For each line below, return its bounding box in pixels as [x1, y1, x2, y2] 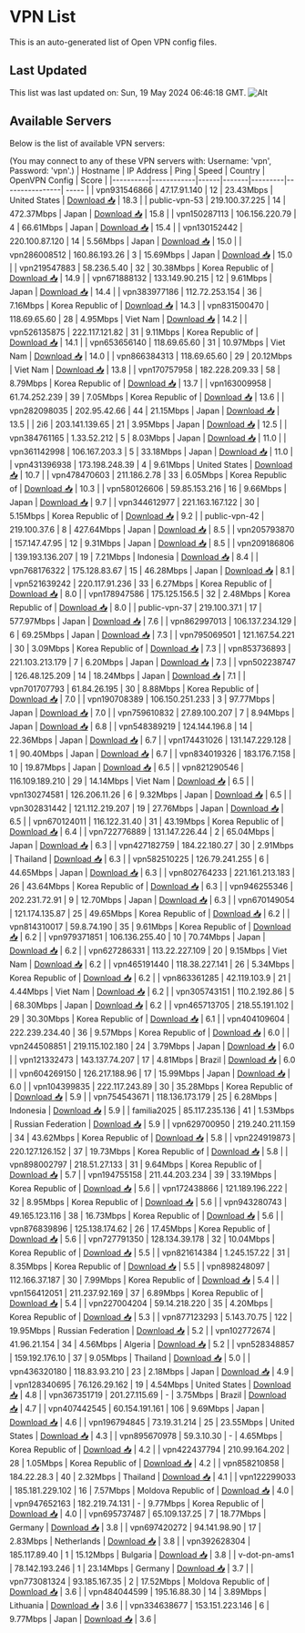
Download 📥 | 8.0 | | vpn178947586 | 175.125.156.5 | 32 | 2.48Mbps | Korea [9, 588, 291, 599]
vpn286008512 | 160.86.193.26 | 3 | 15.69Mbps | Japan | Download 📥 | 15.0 [9, 248, 293, 260]
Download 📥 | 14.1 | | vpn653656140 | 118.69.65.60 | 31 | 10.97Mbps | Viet [9, 337, 286, 348]
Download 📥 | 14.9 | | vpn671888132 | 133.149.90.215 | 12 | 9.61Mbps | [9, 272, 273, 283]
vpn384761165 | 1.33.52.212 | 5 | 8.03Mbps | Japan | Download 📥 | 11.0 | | [9, 432, 287, 443]
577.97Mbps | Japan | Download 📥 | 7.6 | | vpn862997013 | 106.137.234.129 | [9, 615, 297, 626]
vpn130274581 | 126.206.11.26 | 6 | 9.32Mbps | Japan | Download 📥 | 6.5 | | [9, 789, 292, 800]
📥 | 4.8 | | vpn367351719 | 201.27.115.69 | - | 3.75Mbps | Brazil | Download [9, 1389, 287, 1400]
